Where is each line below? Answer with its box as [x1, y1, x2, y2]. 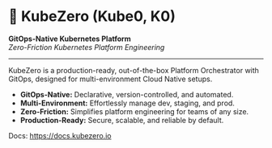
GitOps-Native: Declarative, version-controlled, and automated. [19, 89, 234, 99]
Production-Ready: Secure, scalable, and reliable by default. [19, 115, 224, 125]
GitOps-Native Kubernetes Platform [8, 34, 131, 43]
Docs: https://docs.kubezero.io [8, 130, 112, 140]
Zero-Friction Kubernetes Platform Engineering [8, 42, 165, 51]
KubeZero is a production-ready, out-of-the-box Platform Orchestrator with [8, 65, 259, 75]
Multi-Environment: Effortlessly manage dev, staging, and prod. [19, 98, 235, 108]
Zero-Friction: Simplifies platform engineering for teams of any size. [19, 106, 249, 116]
